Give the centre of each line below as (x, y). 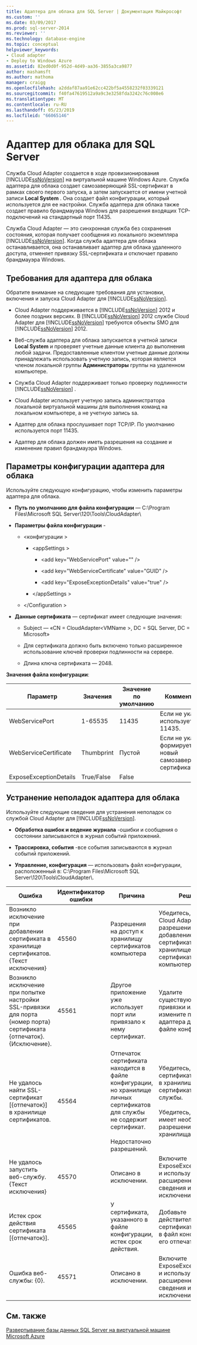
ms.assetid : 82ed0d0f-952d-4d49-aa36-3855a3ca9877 (69, 66)
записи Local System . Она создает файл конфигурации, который (88, 198)
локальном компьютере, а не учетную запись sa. (77, 413)
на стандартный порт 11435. (77, 217)
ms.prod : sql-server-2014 (38, 28)
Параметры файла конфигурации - (60, 525)
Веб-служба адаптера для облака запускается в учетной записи (96, 340)
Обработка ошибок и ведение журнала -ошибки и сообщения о (96, 829)
